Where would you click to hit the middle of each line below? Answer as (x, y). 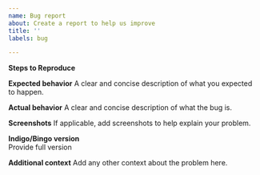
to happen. (26, 92)
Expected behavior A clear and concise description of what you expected (130, 83)
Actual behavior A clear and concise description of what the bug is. (120, 108)
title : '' (25, 31)
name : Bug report (37, 16)
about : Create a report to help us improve (82, 23)
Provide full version (40, 147)
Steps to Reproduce (42, 68)
